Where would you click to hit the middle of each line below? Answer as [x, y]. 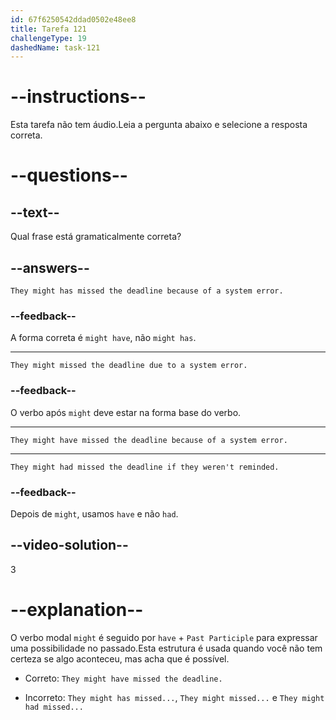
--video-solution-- [69, 545]
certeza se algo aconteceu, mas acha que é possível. [120, 658]
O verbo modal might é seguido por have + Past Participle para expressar [164, 637]
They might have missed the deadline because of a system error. [149, 440]
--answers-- [50, 267]
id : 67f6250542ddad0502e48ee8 [73, 19]
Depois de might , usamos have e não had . [94, 513]
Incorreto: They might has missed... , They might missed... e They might [174, 697]
